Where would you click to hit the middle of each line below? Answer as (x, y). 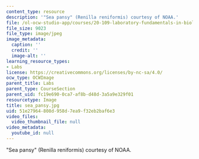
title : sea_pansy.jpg (33, 105)
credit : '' (25, 50)
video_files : (22, 116)
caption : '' (26, 45)
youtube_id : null (33, 133)
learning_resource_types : (38, 61)
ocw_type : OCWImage (30, 78)
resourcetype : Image (32, 100)
